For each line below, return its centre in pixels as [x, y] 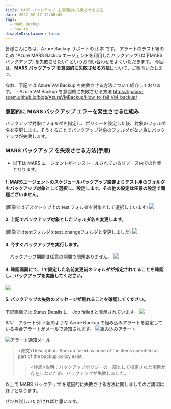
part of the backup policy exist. [50, 356]
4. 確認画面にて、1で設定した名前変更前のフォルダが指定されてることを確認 [84, 269]
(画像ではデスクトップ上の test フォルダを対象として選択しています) [77, 207]
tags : [11, 19]
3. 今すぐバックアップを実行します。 [43, 244]
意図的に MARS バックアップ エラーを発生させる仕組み [72, 111]
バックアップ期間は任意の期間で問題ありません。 [61, 257]
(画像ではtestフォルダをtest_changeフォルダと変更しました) [68, 232]
